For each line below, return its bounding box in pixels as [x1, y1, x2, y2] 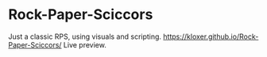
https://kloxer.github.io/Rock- [162, 32, 259, 41]
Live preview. [63, 40, 107, 49]
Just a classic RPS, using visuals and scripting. [8, 32, 161, 41]
